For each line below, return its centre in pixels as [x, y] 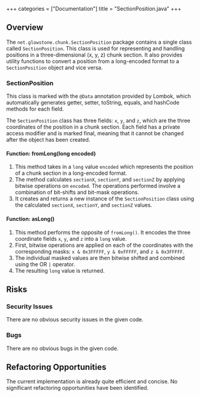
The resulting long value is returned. [60, 270]
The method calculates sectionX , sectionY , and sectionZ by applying [100, 180]
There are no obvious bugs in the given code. [62, 348]
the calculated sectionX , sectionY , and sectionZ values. [83, 205]
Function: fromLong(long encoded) [51, 153]
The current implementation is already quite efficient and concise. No [92, 381]
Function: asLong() [31, 219]
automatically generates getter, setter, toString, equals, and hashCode [93, 103]
